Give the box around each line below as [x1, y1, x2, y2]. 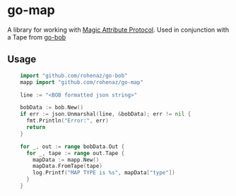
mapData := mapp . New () [33, 156, 100, 164]
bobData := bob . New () [20, 104, 83, 111]
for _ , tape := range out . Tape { [25, 149, 125, 157]
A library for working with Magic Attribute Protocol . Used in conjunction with [7, 25, 230, 34]
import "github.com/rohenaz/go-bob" [20, 72, 129, 79]
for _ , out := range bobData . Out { [20, 143, 125, 150]
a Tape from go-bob [7, 32, 66, 41]
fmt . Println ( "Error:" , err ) [25, 117, 110, 125]
